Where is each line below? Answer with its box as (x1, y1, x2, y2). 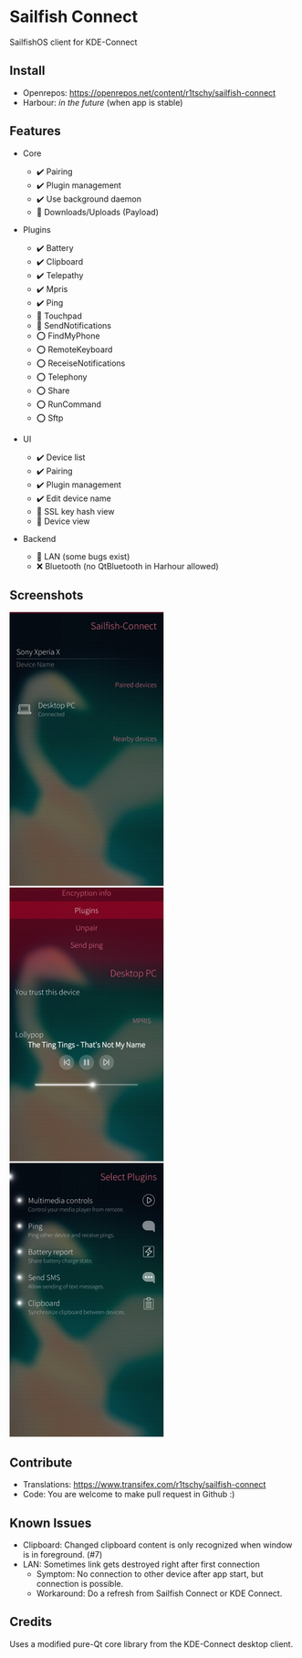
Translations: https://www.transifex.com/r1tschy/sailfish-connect (22, 1479, 266, 1490)
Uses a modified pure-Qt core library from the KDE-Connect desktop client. (9, 1638, 294, 1649)
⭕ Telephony (36, 371, 88, 382)
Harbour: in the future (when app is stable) (22, 97, 183, 108)
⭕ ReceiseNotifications (36, 358, 126, 369)
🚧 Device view (36, 516, 90, 527)
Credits (9, 1614, 53, 1630)
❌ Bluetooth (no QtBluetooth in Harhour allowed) (36, 560, 219, 571)
